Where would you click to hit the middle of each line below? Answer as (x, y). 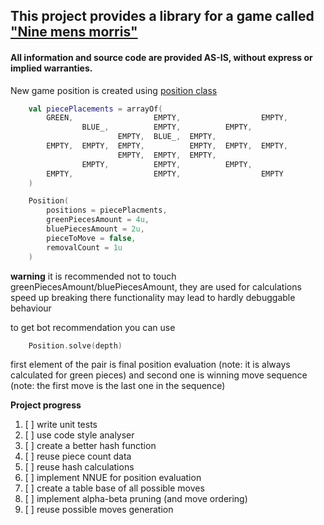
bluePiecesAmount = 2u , (95, 229)
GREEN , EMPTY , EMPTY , (167, 118)
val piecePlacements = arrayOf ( (95, 109)
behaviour (31, 308)
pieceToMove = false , (91, 238)
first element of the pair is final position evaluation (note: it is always (150, 365)
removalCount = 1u (84, 247)
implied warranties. (51, 68)
